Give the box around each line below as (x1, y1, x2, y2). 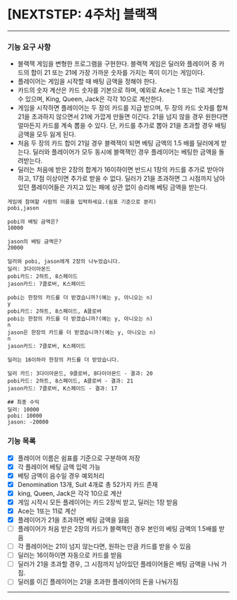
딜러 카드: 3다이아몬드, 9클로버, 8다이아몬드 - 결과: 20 (7, 370, 153, 378)
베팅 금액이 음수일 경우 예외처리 (17, 471, 104, 480)
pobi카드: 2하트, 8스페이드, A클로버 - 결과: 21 (7, 378, 134, 385)
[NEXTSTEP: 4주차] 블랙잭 (7, 6, 157, 23)
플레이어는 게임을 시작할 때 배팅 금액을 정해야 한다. (17, 77, 157, 85)
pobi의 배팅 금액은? (7, 218, 59, 226)
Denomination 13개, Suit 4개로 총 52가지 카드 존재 (17, 480, 158, 488)
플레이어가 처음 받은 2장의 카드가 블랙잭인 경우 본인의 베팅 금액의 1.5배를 (17, 524, 217, 533)
